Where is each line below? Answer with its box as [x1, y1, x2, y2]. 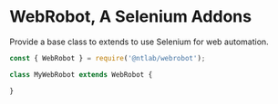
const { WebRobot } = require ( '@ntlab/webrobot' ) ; [9, 53, 206, 62]
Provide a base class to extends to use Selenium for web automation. [9, 36, 269, 47]
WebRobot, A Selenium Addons [9, 6, 252, 27]
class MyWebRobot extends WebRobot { [9, 70, 153, 79]
